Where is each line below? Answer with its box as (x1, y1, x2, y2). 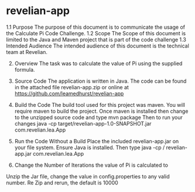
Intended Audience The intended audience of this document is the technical (6, 42, 189, 49)
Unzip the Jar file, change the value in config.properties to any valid (6, 173, 170, 180)
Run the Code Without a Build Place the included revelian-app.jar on (14, 137, 179, 144)
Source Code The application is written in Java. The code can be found (14, 78, 187, 85)
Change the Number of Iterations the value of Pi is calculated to (14, 161, 169, 169)
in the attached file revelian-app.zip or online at (14, 83, 129, 90)
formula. (14, 66, 35, 73)
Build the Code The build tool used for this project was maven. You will (14, 101, 186, 108)
